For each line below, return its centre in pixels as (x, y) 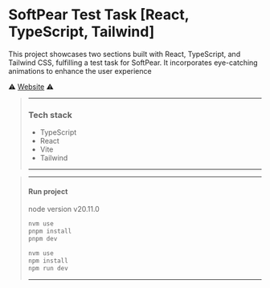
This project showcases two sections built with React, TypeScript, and (125, 54)
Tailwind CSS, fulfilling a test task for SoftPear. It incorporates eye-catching (133, 63)
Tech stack (50, 115)
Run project (48, 191)
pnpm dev (43, 239)
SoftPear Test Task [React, (99, 15)
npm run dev (48, 268)
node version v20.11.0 (64, 209)
